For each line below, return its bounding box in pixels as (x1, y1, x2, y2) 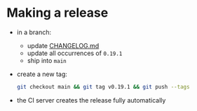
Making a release (6, 5, 109, 21)
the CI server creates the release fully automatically (16, 96, 166, 104)
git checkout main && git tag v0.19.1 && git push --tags (16, 83, 190, 90)
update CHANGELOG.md (27, 41, 100, 50)
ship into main (27, 56, 67, 64)
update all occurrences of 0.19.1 (27, 49, 123, 57)
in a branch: (16, 28, 52, 36)
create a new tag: (16, 70, 68, 78)
